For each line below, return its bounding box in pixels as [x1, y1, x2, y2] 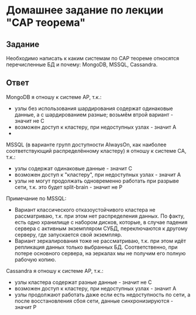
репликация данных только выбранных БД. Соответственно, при [14, 244, 178, 251]
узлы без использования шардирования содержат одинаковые [14, 105, 174, 112]
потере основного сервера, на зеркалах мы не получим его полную [14, 249, 186, 256]
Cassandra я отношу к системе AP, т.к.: [6, 267, 104, 274]
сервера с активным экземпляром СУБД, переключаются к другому [14, 225, 188, 232]
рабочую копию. [14, 256, 57, 263]
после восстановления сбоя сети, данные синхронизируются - [14, 297, 174, 304]
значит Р [14, 303, 37, 310]
